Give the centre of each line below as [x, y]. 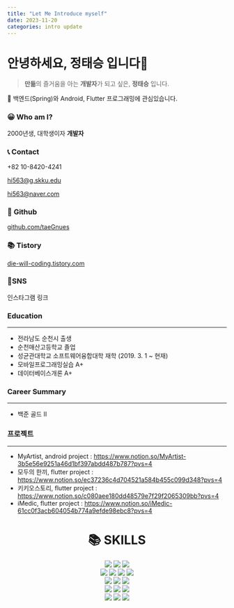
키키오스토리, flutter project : [57, 488]
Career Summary [37, 392]
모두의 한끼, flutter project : [55, 471]
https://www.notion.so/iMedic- [128, 503]
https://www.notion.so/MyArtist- [140, 456]
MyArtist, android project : [55, 456]
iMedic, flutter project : [50, 503]
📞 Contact [23, 152]
